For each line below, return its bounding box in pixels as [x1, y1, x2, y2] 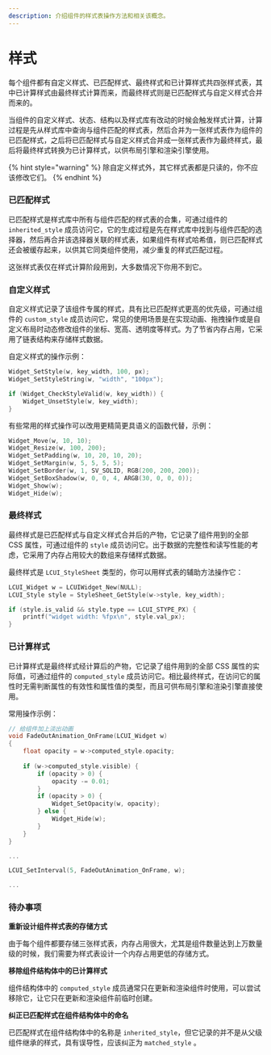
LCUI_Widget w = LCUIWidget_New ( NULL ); [8, 583, 143, 591]
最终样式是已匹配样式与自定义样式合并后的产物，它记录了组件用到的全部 [8, 530, 248, 539]
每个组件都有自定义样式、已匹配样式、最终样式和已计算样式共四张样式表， [8, 78, 256, 87]
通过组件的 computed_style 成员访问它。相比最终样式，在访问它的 [35, 671, 254, 681]
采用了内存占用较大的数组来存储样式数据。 [29, 550, 171, 559]
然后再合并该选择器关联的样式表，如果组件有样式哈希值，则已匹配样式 [29, 234, 263, 244]
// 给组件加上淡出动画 [8, 724, 74, 732]
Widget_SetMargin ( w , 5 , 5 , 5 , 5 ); [8, 459, 125, 467]
